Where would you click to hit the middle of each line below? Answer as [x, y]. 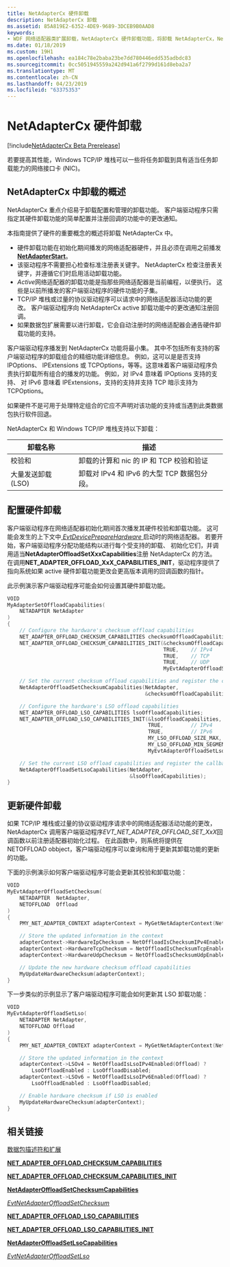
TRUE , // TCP [187, 656]
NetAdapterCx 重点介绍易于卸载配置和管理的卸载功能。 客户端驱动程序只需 [113, 209]
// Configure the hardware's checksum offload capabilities [107, 631]
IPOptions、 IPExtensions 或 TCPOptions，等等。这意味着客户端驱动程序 [110, 365]
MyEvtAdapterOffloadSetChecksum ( [55, 892]
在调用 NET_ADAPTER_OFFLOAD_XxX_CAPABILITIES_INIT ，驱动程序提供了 [114, 562]
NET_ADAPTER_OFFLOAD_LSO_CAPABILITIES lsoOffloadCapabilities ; [112, 712]
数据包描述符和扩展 [34, 1150]
